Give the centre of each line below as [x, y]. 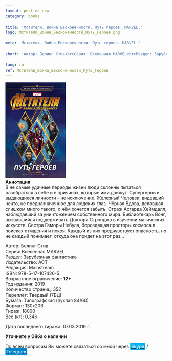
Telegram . [17, 352]
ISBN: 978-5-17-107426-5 [33, 273]
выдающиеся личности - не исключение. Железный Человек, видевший [85, 198]
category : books [23, 16]
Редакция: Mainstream [30, 268]
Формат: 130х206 [24, 306]
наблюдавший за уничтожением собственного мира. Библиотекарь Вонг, [86, 214]
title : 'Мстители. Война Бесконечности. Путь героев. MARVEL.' [74, 27]
